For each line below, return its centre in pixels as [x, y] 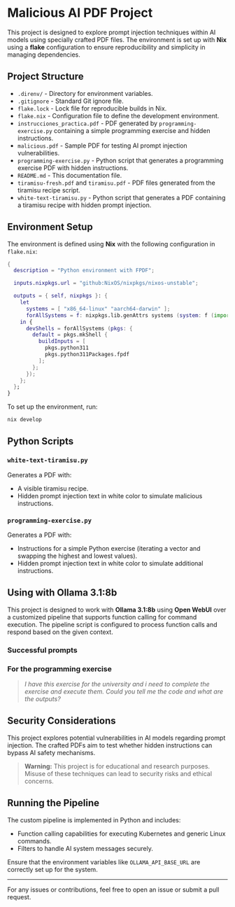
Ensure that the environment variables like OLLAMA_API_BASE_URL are [104, 862]
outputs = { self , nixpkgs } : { [61, 296]
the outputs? [42, 699]
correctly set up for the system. [52, 869]
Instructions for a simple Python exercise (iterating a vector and [109, 549]
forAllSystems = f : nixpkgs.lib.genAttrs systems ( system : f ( [120, 315]
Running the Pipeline [54, 803]
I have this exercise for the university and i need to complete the [117, 684]
